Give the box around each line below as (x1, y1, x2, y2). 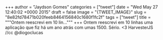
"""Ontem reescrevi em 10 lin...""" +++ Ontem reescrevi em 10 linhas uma (5, 19, 153, 25)
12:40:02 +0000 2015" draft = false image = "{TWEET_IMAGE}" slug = (5, 9, 147, 15)
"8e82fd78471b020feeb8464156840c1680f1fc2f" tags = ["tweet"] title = (5, 14, 151, 20)
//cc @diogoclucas (5, 30, 43, 35)
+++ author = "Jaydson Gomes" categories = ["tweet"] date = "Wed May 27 (5, 4, 158, 10)
